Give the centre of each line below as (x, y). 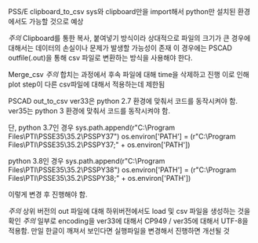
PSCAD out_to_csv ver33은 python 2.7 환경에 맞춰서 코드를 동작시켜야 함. (123, 101)
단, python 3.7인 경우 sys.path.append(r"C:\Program (92, 127)
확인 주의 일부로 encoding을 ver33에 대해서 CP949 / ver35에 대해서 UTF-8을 (128, 221)
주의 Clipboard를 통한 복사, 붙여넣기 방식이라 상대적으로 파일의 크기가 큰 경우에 (129, 38)
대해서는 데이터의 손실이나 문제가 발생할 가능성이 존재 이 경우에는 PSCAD (120, 48)
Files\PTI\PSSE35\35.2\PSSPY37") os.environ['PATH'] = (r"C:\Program (122, 136)
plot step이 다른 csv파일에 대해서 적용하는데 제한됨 (87, 84)
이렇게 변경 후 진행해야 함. (48, 194)
